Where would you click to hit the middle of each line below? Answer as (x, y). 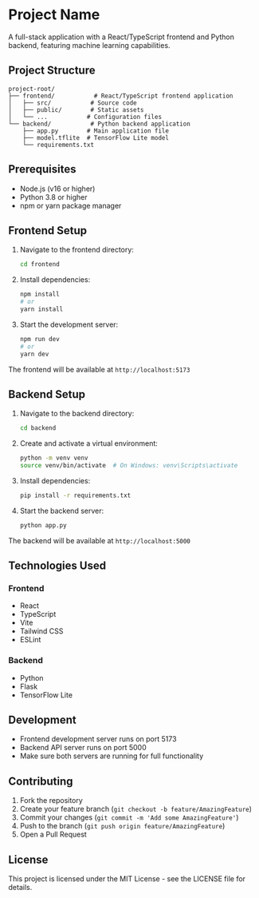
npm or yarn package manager (71, 205)
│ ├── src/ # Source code (73, 103)
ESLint (30, 640)
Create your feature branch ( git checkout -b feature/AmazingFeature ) (136, 809)
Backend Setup (47, 394)
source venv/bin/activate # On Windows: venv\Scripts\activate (129, 466)
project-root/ (32, 89)
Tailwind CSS (41, 631)
